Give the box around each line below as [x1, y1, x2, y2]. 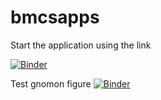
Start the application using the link [10, 39, 152, 51]
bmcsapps [10, 6, 100, 29]
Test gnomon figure [10, 77, 92, 90]
